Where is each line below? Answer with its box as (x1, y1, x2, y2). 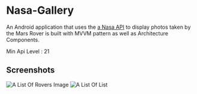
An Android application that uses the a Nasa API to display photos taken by (6, 23, 191, 31)
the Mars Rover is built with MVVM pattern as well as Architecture (6, 29, 169, 37)
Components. (6, 36, 40, 43)
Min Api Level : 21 (6, 47, 50, 54)
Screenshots (6, 65, 55, 75)
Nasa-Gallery (6, 4, 74, 17)
